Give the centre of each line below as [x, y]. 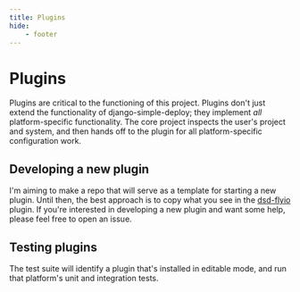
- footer [42, 34]
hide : [19, 26]
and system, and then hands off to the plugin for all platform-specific [136, 131]
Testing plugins [54, 247]
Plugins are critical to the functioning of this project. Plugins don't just [137, 103]
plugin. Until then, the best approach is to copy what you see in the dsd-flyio [150, 200]
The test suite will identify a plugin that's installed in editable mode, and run [148, 268]
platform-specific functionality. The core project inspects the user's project [147, 122]
